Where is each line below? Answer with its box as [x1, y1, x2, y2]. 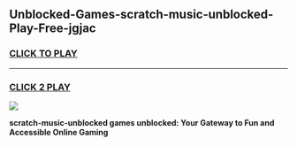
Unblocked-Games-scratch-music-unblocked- [9, 7, 274, 22]
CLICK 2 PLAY [9, 81, 71, 93]
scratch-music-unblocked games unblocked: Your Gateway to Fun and [9, 117, 275, 127]
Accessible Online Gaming [9, 127, 109, 137]
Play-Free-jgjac [9, 21, 96, 36]
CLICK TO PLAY [9, 48, 78, 60]
